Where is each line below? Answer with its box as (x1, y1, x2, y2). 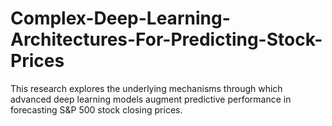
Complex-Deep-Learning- (10, 7, 231, 30)
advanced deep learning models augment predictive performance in (10, 93, 292, 105)
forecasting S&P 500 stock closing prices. (10, 103, 183, 116)
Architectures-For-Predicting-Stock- (10, 28, 323, 51)
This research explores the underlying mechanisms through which (10, 82, 283, 94)
